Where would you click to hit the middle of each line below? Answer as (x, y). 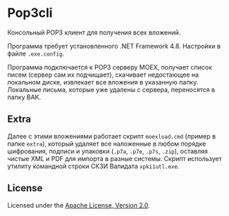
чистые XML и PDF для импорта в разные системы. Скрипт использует (114, 158)
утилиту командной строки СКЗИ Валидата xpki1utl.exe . (93, 166)
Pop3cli (30, 13)
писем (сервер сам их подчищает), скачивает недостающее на (103, 75)
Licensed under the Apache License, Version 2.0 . (79, 205)
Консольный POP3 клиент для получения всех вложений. (94, 32)
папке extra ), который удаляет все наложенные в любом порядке (107, 144)
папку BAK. (24, 97)
